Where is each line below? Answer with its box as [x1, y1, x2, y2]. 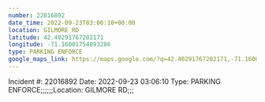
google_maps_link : [8, 56, 69, 64]
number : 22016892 [8, 11, 65, 20]
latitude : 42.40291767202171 [8, 33, 104, 42]
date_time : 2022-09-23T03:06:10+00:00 [8, 19, 136, 27]
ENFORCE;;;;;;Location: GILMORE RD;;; [8, 85, 134, 94]
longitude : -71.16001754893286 [8, 41, 111, 49]
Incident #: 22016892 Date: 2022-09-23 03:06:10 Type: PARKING [8, 76, 221, 86]
